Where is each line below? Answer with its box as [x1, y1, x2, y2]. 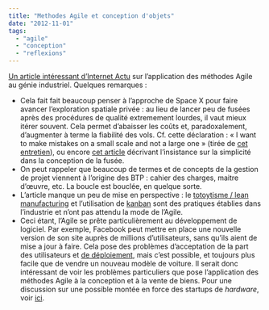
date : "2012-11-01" [8, 19, 74, 27]
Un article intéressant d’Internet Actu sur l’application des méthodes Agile [8, 72, 253, 81]
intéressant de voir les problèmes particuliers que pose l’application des [19, 267, 259, 277]
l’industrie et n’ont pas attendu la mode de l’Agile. [19, 207, 184, 216]
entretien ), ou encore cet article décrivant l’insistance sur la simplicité [19, 147, 251, 157]
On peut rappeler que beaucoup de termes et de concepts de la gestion [19, 165, 259, 174]
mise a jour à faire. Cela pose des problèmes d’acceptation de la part [19, 241, 249, 251]
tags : [8, 27, 27, 35]
